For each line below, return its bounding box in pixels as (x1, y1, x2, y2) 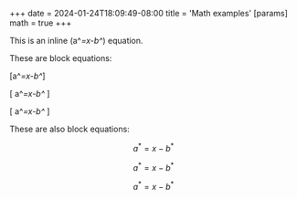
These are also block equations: (9, 123, 130, 134)
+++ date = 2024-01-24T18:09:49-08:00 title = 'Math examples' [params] (9, 8, 288, 18)
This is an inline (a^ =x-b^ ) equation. (9, 36, 143, 46)
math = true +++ (9, 17, 72, 28)
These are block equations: (9, 53, 112, 63)
